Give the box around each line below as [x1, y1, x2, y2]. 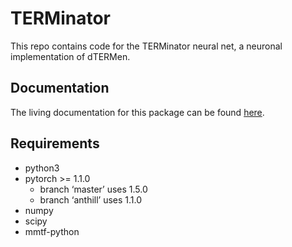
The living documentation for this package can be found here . [10, 106, 265, 118]
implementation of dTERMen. [10, 50, 131, 62]
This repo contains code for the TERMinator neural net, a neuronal [10, 40, 283, 52]
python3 [24, 162, 60, 174]
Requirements [10, 135, 100, 152]
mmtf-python [24, 225, 80, 237]
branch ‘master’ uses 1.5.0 [39, 183, 148, 195]
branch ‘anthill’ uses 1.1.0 [39, 193, 143, 206]
